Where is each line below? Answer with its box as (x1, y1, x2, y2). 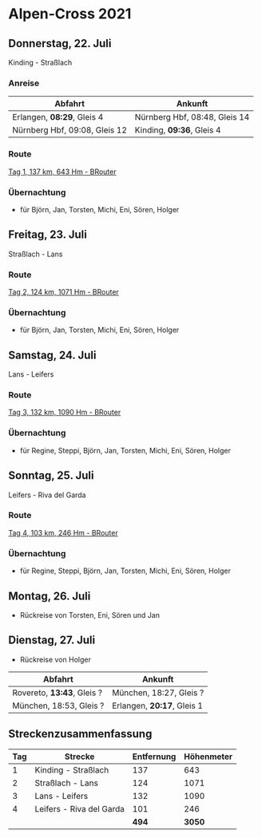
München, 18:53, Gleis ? (12, 700, 105, 711)
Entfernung (132, 751, 177, 762)
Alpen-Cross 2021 (8, 5, 132, 23)
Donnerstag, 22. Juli (8, 37, 112, 50)
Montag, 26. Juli (8, 589, 91, 603)
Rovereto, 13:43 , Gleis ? (12, 687, 102, 698)
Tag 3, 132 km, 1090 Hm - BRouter (8, 408, 121, 417)
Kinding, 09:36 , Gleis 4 (134, 125, 221, 136)
